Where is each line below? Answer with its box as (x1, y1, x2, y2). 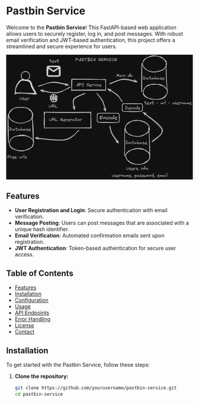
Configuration (14, 297, 49, 304)
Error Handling (14, 316, 51, 323)
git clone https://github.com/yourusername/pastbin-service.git (14, 385, 177, 391)
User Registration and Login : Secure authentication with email (14, 207, 168, 214)
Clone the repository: (14, 373, 69, 380)
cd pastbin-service (14, 391, 63, 397)
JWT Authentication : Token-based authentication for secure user (14, 245, 176, 252)
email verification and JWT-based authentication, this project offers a (6, 36, 176, 43)
